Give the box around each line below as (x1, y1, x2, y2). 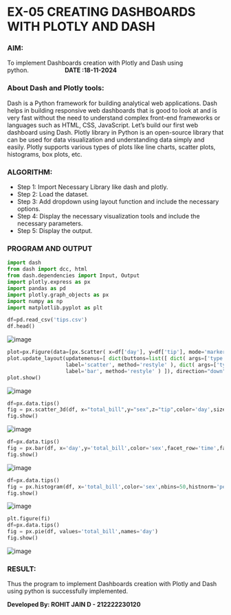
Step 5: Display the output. (16, 227, 93, 235)
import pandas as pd (7, 284, 67, 292)
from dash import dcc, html (7, 266, 88, 273)
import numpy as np (7, 298, 63, 304)
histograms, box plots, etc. (7, 150, 82, 158)
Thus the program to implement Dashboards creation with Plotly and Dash (7, 580, 217, 588)
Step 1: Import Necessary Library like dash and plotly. (16, 183, 168, 191)
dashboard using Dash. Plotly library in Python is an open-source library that (7, 128, 224, 136)
